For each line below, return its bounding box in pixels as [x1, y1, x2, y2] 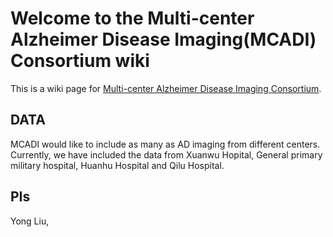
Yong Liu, [10, 215, 50, 227]
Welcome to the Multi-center [10, 7, 255, 30]
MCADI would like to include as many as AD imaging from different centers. [10, 138, 321, 150]
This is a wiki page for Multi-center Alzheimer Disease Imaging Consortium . [10, 82, 322, 94]
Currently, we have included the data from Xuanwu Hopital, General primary [10, 148, 323, 161]
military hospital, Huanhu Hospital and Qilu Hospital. [10, 159, 225, 171]
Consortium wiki [10, 50, 150, 72]
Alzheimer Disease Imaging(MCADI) [10, 28, 317, 51]
